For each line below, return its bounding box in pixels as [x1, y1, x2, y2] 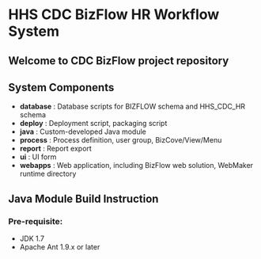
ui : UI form [19, 152, 57, 162]
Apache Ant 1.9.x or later [19, 242, 100, 252]
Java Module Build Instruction [8, 192, 159, 205]
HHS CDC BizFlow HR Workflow [8, 6, 220, 24]
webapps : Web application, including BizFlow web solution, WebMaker [19, 161, 254, 170]
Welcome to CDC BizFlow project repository [8, 54, 229, 67]
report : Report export [19, 144, 93, 154]
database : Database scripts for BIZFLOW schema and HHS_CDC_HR [19, 101, 246, 112]
